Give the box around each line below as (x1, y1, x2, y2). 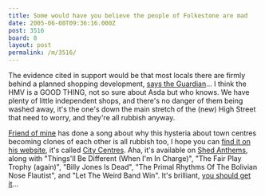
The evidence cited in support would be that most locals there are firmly (8, 71, 246, 80)
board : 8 (8, 33, 38, 42)
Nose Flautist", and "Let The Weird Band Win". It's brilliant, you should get (8, 171, 251, 180)
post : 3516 (8, 26, 45, 34)
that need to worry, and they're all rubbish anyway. (8, 113, 176, 122)
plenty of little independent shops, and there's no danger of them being (8, 96, 243, 105)
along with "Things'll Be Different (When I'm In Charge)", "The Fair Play (8, 154, 242, 163)
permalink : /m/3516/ (8, 49, 77, 57)
